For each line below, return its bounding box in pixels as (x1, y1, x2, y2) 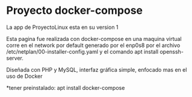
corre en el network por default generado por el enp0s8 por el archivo (6, 42, 181, 49)
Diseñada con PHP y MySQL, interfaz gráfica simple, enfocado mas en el (6, 66, 187, 73)
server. (6, 54, 24, 61)
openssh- (159, 48, 184, 55)
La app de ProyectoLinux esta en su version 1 (6, 23, 119, 31)
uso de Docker (6, 72, 43, 80)
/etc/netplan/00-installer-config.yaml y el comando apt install (6, 48, 159, 55)
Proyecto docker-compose (6, 4, 143, 17)
